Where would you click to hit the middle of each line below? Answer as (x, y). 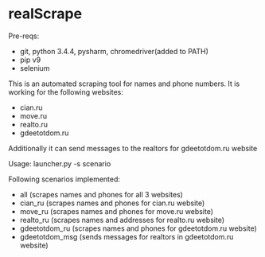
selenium (35, 68)
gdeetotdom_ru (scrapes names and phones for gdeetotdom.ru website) (138, 228)
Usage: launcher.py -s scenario (60, 163)
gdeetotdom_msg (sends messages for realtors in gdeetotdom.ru (127, 236)
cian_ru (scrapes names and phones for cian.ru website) (112, 203)
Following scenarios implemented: (64, 179)
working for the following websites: (66, 92)
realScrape (45, 14)
